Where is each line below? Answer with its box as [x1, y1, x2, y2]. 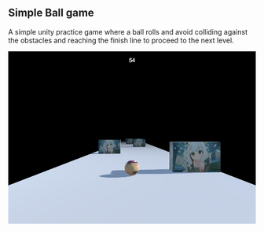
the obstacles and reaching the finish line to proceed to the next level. [8, 35, 234, 45]
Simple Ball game [8, 6, 94, 20]
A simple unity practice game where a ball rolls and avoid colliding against [8, 27, 247, 36]
